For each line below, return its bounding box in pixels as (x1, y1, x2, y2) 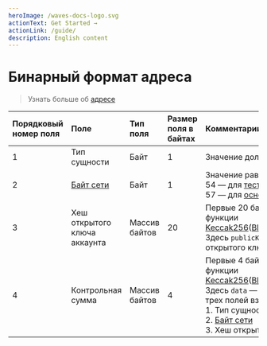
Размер (167, 113, 198, 124)
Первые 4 (205, 255, 244, 266)
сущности (71, 157, 110, 168)
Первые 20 (205, 202, 249, 213)
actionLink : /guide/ (8, 26, 77, 34)
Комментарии (205, 123, 262, 134)
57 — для (205, 189, 242, 200)
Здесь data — (205, 285, 257, 296)
